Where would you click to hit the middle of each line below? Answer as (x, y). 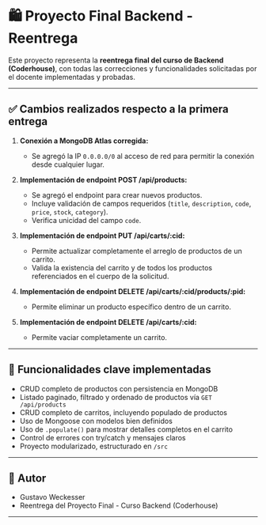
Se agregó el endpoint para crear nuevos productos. (117, 195)
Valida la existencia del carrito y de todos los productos (122, 267)
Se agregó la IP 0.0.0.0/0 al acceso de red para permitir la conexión (143, 156)
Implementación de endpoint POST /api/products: (103, 179)
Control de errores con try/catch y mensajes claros (103, 437)
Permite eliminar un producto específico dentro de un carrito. (131, 307)
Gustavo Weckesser (52, 497)
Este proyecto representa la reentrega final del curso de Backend (116, 60)
